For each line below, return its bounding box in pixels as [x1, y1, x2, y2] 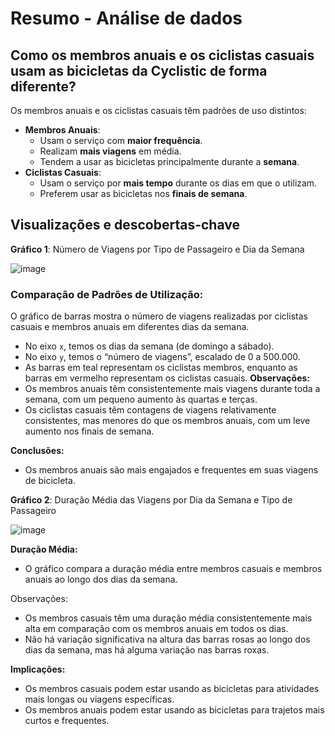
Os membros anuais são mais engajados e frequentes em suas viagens [24, 464, 319, 476]
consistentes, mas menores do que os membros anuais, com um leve [24, 415, 311, 427]
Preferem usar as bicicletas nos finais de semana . [39, 188, 248, 199]
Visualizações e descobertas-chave [10, 217, 240, 234]
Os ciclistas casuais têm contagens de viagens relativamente [24, 404, 277, 416]
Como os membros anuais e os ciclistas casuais [10, 47, 315, 64]
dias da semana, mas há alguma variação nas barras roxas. [24, 644, 270, 656]
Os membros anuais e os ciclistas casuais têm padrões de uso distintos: [10, 105, 307, 116]
